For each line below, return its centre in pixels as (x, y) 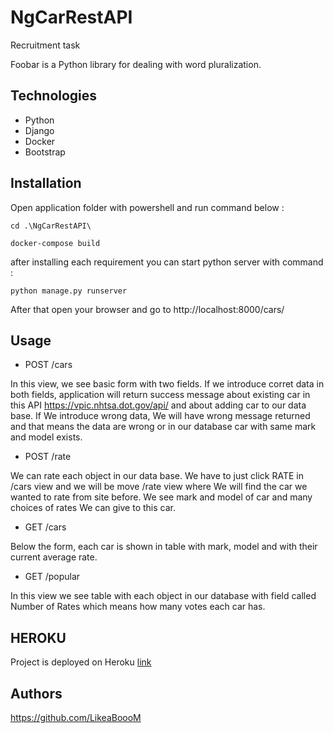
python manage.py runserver (69, 291)
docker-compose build (55, 243)
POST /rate (48, 457)
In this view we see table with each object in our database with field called (163, 596)
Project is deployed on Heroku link (81, 662)
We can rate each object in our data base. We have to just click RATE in (157, 476)
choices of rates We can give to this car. (93, 508)
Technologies (54, 96)
